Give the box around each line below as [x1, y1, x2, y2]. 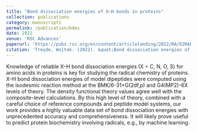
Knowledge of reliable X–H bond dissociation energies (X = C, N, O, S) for [6, 63, 184, 70]
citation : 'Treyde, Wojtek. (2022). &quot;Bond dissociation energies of [6, 47, 191, 53]
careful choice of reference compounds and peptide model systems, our [6, 100, 182, 107]
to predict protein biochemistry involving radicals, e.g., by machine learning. [6, 119, 190, 126]
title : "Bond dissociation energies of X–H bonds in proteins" [6, 8, 164, 15]
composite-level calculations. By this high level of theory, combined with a [6, 94, 186, 101]
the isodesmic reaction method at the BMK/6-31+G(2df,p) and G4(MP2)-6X [6, 82, 188, 89]
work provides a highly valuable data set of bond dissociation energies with [6, 106, 189, 113]
